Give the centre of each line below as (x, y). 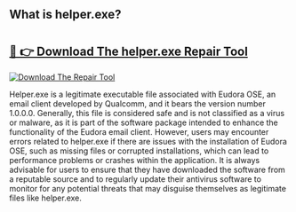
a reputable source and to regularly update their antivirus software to (136, 179)
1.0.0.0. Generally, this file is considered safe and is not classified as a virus (147, 113)
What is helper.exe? (65, 15)
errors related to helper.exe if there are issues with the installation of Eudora (148, 141)
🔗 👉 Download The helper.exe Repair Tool (129, 51)
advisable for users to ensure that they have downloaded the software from (148, 169)
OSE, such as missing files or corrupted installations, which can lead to (139, 151)
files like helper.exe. (46, 198)
